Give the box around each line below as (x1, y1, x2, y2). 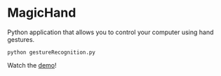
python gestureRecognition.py (7, 49, 96, 56)
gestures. (7, 35, 35, 43)
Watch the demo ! (7, 61, 57, 69)
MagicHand (7, 5, 76, 21)
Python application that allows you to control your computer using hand (7, 28, 214, 36)
